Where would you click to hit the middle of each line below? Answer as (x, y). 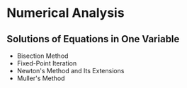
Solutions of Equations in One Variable (93, 39)
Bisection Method (42, 56)
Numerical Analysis (66, 13)
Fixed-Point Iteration (47, 63)
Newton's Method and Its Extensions (70, 71)
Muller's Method (41, 78)
